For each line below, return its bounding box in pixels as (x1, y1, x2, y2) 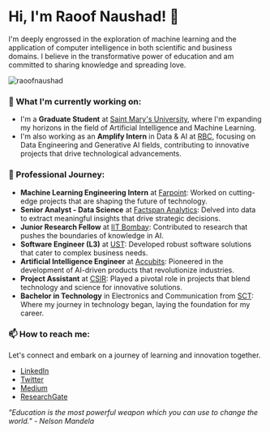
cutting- (228, 187, 255, 197)
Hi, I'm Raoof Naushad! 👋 (8, 7, 180, 26)
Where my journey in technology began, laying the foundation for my (19, 299, 251, 309)
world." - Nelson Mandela (8, 416, 95, 426)
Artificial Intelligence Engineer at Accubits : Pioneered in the (19, 256, 224, 266)
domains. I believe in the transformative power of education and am (8, 51, 234, 61)
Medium (19, 383, 49, 392)
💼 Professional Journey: (8, 169, 105, 181)
